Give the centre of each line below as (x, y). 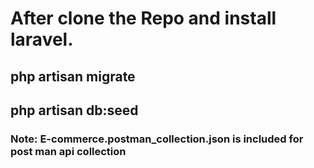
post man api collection (68, 151)
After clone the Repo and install (143, 18)
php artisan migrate (73, 76)
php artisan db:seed (74, 110)
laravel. (42, 39)
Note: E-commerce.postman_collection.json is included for (157, 139)
